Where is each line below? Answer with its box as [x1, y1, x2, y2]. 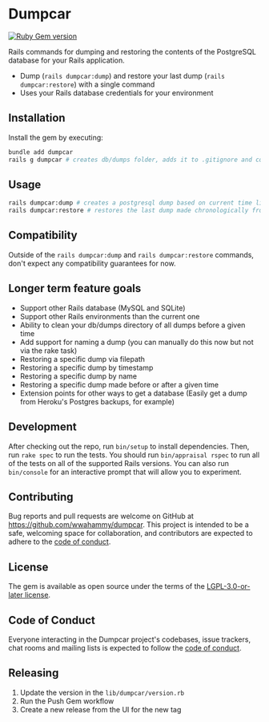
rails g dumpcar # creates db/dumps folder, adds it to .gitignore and [8, 156, 252, 164]
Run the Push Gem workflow [19, 696, 114, 706]
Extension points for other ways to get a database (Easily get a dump [19, 388, 248, 398]
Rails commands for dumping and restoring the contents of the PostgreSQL [8, 47, 256, 56]
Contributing [8, 490, 74, 504]
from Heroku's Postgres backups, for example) [19, 396, 175, 406]
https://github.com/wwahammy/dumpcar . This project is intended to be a [8, 520, 250, 529]
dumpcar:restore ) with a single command [19, 79, 155, 89]
